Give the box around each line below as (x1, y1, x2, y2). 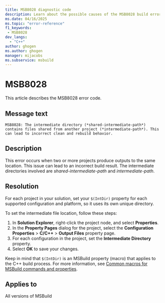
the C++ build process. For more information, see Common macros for (5, 261, 148, 267)
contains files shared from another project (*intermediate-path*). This (5, 127, 160, 132)
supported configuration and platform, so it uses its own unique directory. (5, 201, 154, 206)
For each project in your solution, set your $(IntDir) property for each (5, 195, 147, 201)
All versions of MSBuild (5, 293, 53, 299)
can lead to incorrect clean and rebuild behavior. (5, 131, 113, 136)
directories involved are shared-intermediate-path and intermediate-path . (5, 168, 155, 174)
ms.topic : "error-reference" (5, 21, 65, 26)
